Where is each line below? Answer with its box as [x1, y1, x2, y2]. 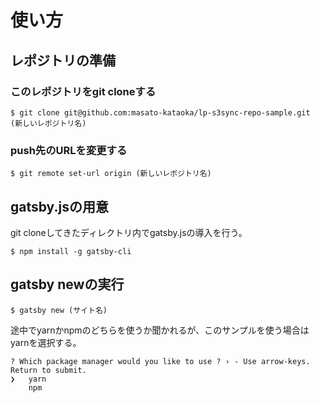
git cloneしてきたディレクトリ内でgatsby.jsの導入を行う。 [10, 226, 248, 238]
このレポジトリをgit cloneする [10, 84, 157, 98]
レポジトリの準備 [10, 52, 116, 69]
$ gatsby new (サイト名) [10, 305, 108, 315]
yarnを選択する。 [10, 336, 82, 348]
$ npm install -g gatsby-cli [10, 246, 132, 256]
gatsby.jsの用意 [10, 198, 109, 215]
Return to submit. [10, 365, 87, 375]
